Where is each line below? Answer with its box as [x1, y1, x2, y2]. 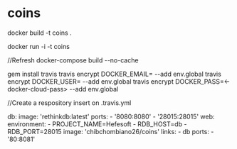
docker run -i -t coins [7, 42, 70, 50]
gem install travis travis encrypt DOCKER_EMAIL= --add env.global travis [7, 70, 222, 78]
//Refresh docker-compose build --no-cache [7, 55, 139, 65]
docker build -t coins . [7, 28, 73, 37]
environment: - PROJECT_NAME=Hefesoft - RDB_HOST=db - [7, 119, 187, 128]
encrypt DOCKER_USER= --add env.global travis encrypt [7, 77, 174, 86]
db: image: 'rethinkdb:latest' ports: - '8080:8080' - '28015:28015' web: [7, 112, 215, 121]
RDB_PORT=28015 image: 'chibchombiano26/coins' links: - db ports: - [7, 127, 214, 136]
